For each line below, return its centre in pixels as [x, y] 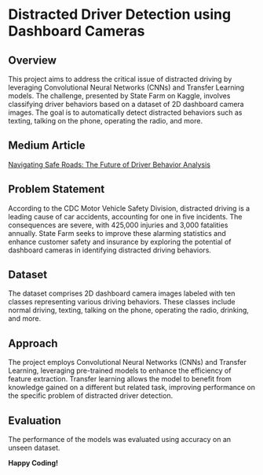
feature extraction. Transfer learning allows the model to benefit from [120, 379]
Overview [33, 60]
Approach [33, 343]
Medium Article [47, 146]
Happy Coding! [33, 463]
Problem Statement [57, 189]
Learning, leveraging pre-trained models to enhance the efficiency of [120, 370]
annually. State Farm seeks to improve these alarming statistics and [117, 233]
